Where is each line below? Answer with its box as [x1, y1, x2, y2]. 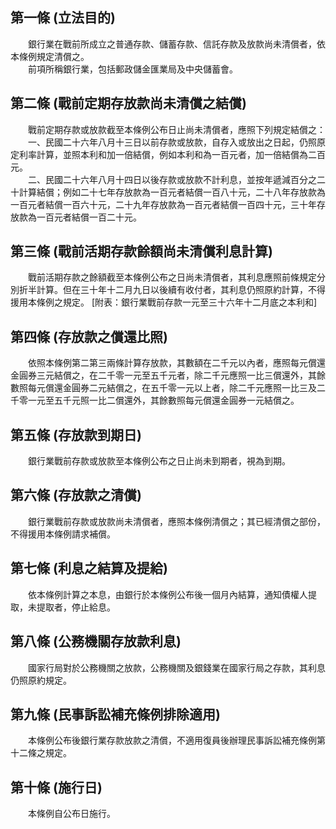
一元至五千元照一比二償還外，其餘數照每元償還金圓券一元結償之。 [27, 394, 300, 407]
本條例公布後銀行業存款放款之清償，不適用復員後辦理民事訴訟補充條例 [27, 734, 317, 747]
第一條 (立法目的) [10, 9, 116, 27]
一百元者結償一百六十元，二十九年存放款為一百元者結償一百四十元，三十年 [10, 198, 317, 210]
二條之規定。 [18, 747, 72, 759]
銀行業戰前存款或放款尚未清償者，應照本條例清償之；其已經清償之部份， [27, 515, 326, 527]
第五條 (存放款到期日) [10, 426, 142, 443]
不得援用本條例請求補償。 [10, 528, 116, 540]
